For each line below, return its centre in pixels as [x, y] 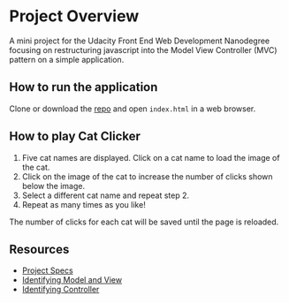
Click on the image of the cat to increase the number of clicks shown [147, 176]
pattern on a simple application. [67, 59]
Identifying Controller [61, 290]
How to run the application [84, 87]
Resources [39, 249]
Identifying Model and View [72, 280]
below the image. [53, 186]
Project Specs [47, 270]
